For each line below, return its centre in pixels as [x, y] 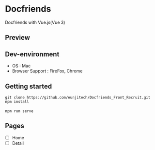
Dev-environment [32, 54]
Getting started [29, 86]
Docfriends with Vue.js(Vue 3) [35, 22]
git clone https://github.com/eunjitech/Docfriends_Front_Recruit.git [78, 97]
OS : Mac [21, 66]
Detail [18, 143]
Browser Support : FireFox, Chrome [47, 71]
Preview [18, 38]
